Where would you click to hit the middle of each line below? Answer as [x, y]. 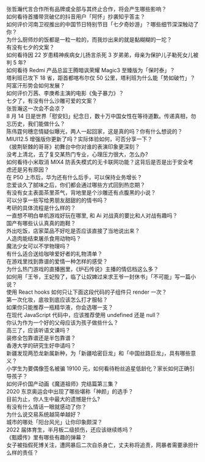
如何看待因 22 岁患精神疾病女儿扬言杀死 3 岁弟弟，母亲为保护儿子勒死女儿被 [103, 55]
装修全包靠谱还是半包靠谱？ [41, 338]
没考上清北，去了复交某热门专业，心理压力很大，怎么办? [77, 154]
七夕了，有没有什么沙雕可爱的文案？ [52, 101]
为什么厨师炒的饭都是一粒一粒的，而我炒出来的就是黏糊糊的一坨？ [89, 39]
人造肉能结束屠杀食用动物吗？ [44, 238]
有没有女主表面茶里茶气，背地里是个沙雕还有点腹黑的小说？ [81, 192]
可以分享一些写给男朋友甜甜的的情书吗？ [57, 200]
